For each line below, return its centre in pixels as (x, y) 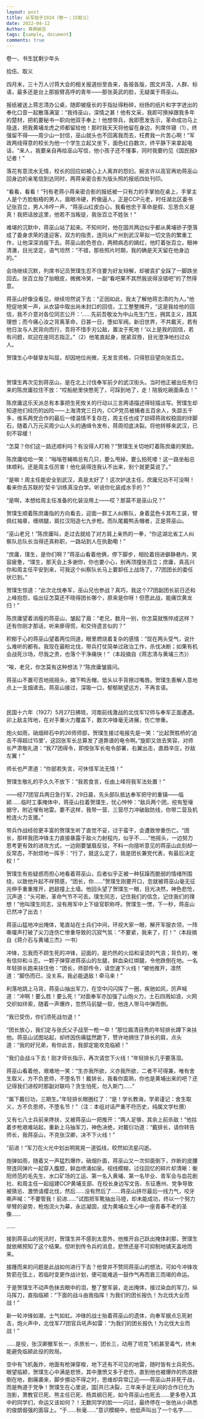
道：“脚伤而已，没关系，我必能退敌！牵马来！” (65, 976)
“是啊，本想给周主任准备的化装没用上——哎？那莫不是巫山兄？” (86, 500)
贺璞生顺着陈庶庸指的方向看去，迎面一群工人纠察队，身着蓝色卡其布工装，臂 (102, 513)
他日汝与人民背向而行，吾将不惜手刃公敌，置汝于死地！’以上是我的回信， (97, 329)
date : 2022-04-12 (28, 23)
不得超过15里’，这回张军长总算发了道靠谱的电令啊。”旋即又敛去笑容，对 (100, 740)
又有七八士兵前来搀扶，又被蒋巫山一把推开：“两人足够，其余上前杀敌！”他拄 (102, 1119)
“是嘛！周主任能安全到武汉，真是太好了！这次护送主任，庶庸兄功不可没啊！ (101, 480)
